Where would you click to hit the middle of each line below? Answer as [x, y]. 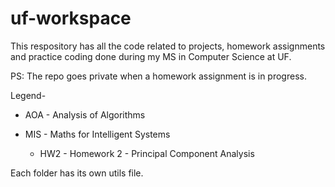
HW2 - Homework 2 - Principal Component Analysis [147, 153]
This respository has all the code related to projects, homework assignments [168, 46]
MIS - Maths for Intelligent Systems [97, 134]
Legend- [28, 95]
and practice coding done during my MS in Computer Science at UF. [151, 56]
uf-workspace [71, 18]
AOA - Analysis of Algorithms [85, 114]
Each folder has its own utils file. [77, 173]
